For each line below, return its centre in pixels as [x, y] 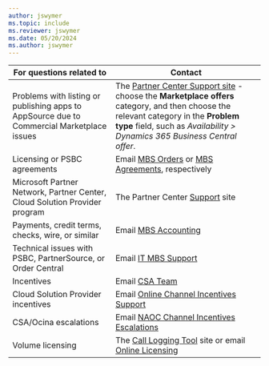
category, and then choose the [173, 107]
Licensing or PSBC [47, 159]
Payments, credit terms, [57, 225]
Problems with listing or [56, 96]
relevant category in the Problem [177, 116]
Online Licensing [147, 351]
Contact [186, 73]
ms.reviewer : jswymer [44, 30]
